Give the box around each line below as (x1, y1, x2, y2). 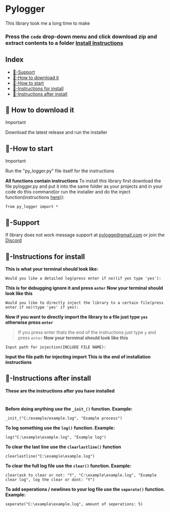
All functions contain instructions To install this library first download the (5, 178, 161, 184)
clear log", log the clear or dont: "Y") (5, 477, 95, 482)
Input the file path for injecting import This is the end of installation (5, 354, 151, 360)
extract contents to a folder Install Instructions (5, 39, 123, 46)
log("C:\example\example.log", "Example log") (5, 434, 107, 440)
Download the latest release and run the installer (5, 129, 108, 135)
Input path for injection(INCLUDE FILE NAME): (5, 344, 107, 350)
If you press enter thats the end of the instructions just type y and (17, 329, 156, 335)
